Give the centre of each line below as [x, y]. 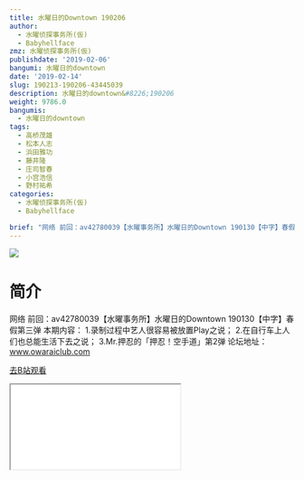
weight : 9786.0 [38, 102]
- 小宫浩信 [35, 177]
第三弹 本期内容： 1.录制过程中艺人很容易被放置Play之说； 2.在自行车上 [149, 330]
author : [24, 26]
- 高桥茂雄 [35, 136]
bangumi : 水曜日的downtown [57, 69]
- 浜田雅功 [35, 152]
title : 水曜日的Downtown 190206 [68, 18]
